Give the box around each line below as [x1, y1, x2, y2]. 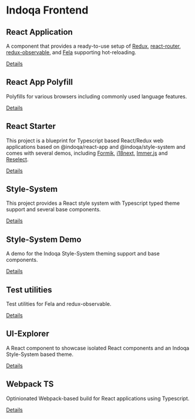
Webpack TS [6, 379, 54, 389]
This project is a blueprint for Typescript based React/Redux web [6, 137, 164, 144]
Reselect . [6, 155, 29, 162]
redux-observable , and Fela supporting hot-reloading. [6, 49, 137, 56]
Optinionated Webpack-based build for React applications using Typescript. [6, 395, 190, 402]
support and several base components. [6, 206, 101, 213]
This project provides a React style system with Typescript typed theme [6, 199, 180, 207]
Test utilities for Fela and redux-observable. [6, 301, 112, 308]
